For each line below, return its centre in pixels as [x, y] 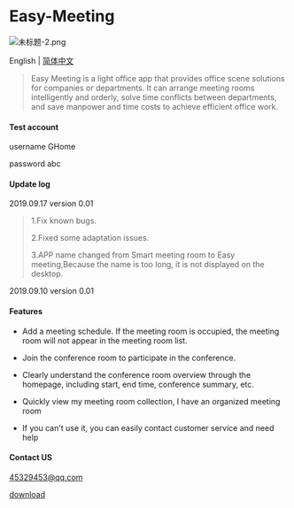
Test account [34, 127]
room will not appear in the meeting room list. [104, 340]
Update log [30, 184]
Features [26, 311]
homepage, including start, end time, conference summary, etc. [138, 384]
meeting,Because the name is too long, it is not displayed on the [147, 265]
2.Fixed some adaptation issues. [90, 238]
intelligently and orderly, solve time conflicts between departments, [154, 97]
